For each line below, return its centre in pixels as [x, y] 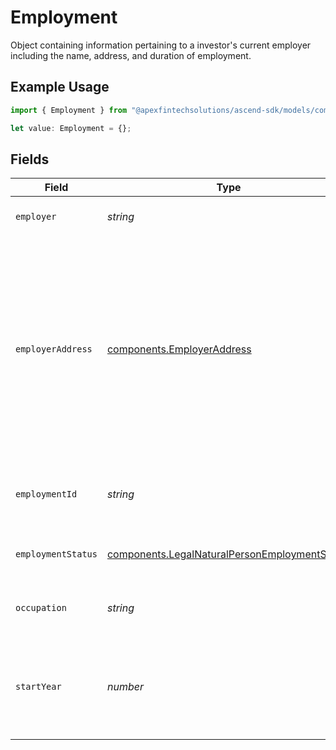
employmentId [46, 494]
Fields [30, 159]
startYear [38, 687]
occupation [41, 608]
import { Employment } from [69, 110]
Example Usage [60, 87]
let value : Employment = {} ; [71, 128]
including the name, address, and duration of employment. [131, 55]
